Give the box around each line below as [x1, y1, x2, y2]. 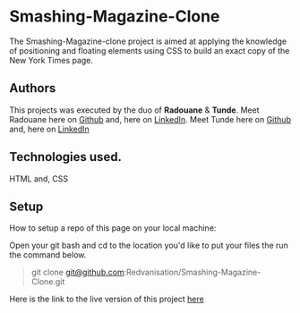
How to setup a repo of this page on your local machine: [9, 223, 217, 233]
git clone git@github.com [30, 266, 124, 278]
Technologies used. [9, 149, 123, 165]
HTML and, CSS [9, 173, 69, 184]
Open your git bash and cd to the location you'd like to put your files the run [9, 240, 288, 251]
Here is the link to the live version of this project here [9, 293, 204, 305]
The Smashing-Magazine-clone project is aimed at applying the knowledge [9, 36, 287, 47]
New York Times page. [9, 55, 94, 65]
